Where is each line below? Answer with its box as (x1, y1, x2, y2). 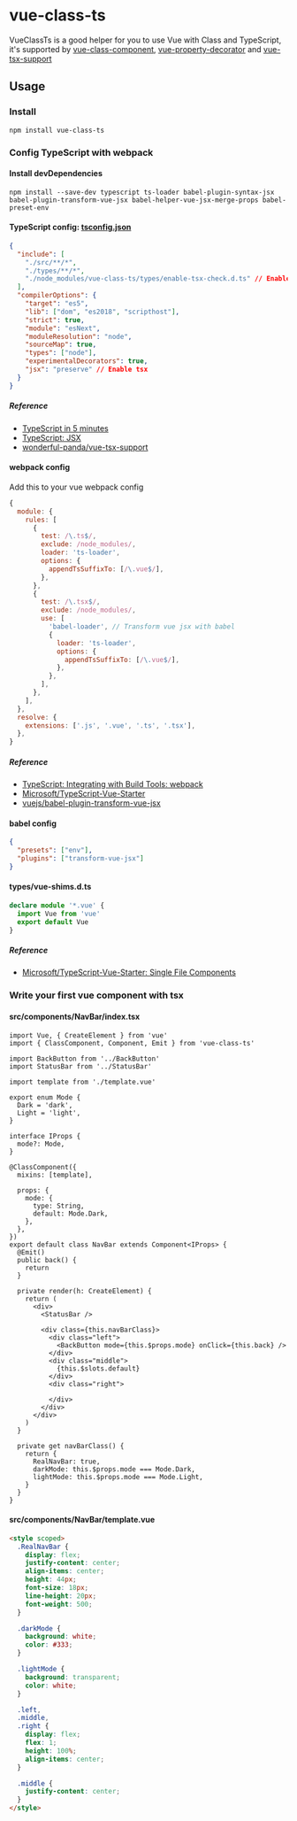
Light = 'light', (17, 1108, 81, 1117)
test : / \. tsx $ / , (41, 598, 101, 606)
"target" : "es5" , (25, 299, 89, 308)
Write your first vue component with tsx (9, 989, 184, 1001)
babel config (9, 818, 57, 829)
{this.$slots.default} (56, 1364, 141, 1373)
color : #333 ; (25, 1640, 73, 1649)
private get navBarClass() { (17, 1441, 125, 1450)
